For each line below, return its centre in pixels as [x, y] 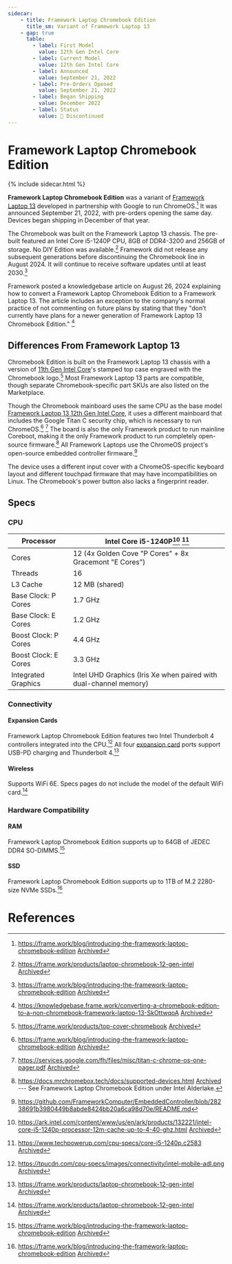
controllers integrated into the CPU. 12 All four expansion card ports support [114, 744]
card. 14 [18, 792]
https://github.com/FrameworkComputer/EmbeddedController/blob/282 [119, 1101]
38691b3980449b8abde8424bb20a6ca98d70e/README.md [104, 1109]
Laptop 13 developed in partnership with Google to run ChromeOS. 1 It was [113, 205]
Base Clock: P [34, 595]
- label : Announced [61, 71]
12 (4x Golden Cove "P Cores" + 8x [131, 553]
